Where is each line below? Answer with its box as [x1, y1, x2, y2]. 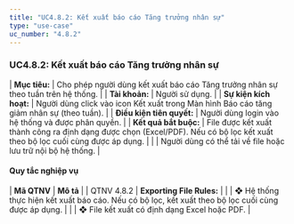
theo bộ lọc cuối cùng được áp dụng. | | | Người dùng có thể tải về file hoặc [9, 135, 285, 147]
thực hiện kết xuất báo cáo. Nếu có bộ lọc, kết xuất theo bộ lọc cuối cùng [9, 195, 279, 205]
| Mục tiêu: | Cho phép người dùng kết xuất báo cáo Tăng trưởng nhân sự [9, 79, 278, 90]
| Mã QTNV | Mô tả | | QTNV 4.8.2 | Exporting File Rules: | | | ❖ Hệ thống [9, 185, 279, 196]
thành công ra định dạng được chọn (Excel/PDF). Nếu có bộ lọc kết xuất [9, 126, 274, 137]
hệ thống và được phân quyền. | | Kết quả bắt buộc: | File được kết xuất [9, 116, 273, 127]
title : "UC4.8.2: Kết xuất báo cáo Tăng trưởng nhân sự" [9, 12, 225, 22]
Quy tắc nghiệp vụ [9, 165, 78, 176]
